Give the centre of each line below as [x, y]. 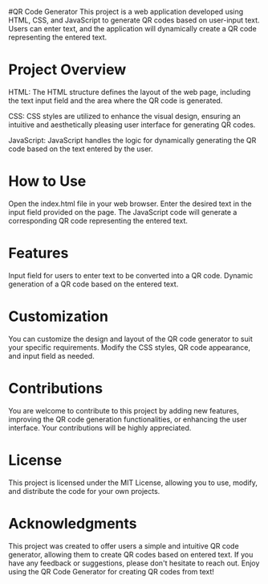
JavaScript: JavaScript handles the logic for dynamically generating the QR [132, 140]
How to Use [47, 181]
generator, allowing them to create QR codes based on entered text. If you [131, 554]
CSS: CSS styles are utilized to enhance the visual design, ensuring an [124, 116]
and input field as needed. [51, 356]
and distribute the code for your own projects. [84, 491]
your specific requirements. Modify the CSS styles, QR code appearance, [130, 347]
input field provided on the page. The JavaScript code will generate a [123, 212]
